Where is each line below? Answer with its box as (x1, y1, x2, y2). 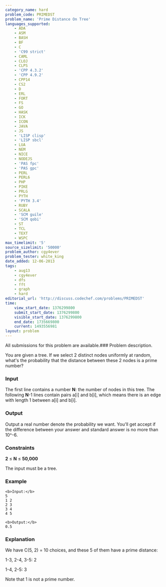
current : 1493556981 (14, 324, 57, 329)
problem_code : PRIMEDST (5, 12, 55, 17)
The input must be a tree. (5, 465, 58, 471)
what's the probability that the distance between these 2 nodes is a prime (5, 358, 157, 363)
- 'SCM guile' (14, 212, 44, 217)
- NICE (14, 152, 28, 157)
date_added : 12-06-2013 (5, 259, 55, 264)
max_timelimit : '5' (5, 240, 46, 245)
